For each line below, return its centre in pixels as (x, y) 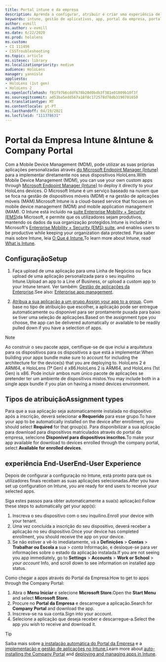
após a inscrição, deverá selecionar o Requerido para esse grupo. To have (81, 416)
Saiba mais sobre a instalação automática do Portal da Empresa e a (74, 644)
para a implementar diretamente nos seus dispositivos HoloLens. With (76, 175)
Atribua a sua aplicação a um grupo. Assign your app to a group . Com (83, 301)
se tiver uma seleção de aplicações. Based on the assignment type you (84, 317)
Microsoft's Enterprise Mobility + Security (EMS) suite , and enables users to (82, 227)
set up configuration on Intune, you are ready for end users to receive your (81, 486)
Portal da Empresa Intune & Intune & (79, 140)
